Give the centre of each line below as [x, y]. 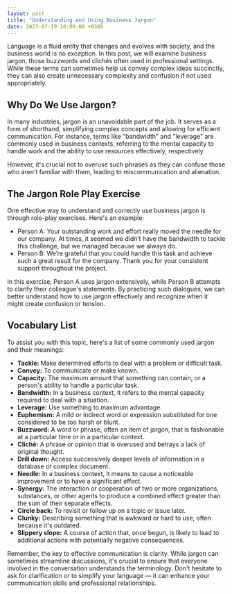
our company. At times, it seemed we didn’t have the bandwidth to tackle [121, 239]
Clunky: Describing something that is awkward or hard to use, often [114, 518]
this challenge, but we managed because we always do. [97, 246]
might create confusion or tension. [56, 304]
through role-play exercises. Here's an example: [75, 218]
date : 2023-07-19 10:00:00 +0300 [55, 26]
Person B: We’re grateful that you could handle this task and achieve [115, 253]
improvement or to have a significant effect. [79, 481]
